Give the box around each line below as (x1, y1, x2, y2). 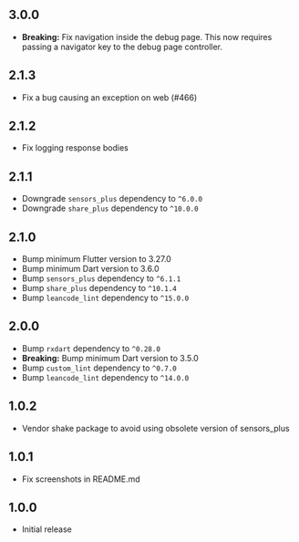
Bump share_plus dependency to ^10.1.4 (21, 283, 177, 294)
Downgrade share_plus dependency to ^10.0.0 (21, 203, 199, 214)
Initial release (21, 524, 72, 535)
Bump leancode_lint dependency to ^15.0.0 (21, 292, 190, 304)
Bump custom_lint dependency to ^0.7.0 (21, 362, 177, 373)
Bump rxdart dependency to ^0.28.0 (21, 342, 161, 354)
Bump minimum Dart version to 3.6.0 (21, 264, 160, 275)
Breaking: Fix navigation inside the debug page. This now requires (21, 31, 273, 42)
